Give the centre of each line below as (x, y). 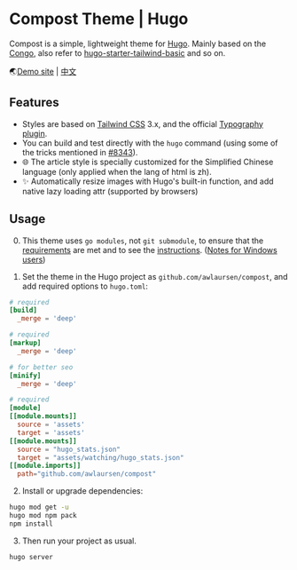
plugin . (35, 133)
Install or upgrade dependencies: (82, 491)
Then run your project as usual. (79, 541)
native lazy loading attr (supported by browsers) (110, 191)
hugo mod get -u (39, 507)
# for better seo (41, 367)
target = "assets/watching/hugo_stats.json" (101, 457)
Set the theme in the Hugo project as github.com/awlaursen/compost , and (155, 276)
